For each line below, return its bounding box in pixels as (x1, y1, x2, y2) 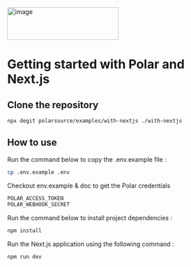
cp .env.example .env (7, 169, 70, 176)
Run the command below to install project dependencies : (7, 214, 173, 222)
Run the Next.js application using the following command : (7, 240, 174, 248)
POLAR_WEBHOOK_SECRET (7, 201, 70, 208)
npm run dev (7, 254, 42, 261)
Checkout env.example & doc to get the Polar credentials (7, 181, 171, 190)
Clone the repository (7, 99, 99, 111)
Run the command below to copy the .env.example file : (7, 155, 167, 163)
